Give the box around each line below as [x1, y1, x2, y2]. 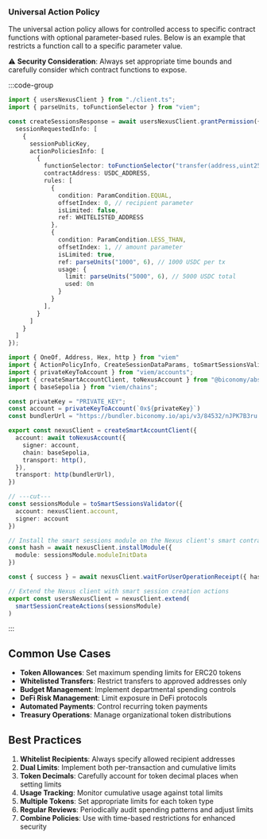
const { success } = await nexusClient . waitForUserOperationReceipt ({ [8, 573, 247, 582]
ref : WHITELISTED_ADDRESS [58, 214, 145, 222]
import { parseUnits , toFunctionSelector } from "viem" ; [8, 103, 201, 111]
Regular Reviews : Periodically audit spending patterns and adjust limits [19, 805, 254, 814]
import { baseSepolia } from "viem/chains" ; [8, 383, 158, 391]
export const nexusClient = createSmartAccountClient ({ [8, 427, 197, 435]
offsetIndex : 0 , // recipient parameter [58, 199, 194, 207]
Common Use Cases [8, 647, 111, 660]
